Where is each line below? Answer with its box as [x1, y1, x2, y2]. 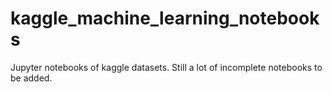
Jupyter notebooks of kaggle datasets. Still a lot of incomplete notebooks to [10, 61, 323, 73]
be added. [10, 72, 53, 84]
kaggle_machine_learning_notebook [10, 7, 320, 30]
